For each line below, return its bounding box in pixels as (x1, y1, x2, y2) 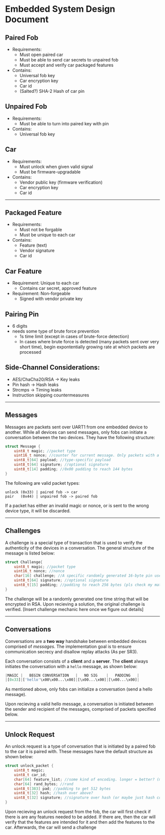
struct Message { (5, 444, 41, 449)
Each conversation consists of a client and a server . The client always (5, 658, 148, 664)
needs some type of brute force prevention (12, 328, 100, 334)
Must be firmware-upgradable (19, 168, 81, 175)
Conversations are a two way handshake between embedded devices (5, 638, 147, 644)
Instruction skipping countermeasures (12, 392, 89, 398)
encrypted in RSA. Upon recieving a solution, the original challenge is (5, 601, 145, 607)
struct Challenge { (5, 559, 43, 564)
